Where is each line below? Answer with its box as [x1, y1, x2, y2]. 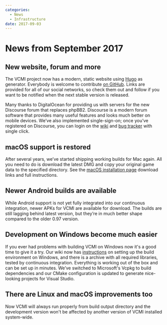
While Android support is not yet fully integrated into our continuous [5, 200, 145, 206]
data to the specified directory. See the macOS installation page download [5, 167, 158, 173]
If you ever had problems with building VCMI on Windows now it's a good [5, 243, 156, 249]
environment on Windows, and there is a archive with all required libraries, [5, 254, 158, 260]
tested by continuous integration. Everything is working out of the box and [5, 259, 158, 265]
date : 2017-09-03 [5, 21, 41, 27]
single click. [5, 128, 30, 134]
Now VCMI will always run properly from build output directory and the [5, 303, 151, 309]
